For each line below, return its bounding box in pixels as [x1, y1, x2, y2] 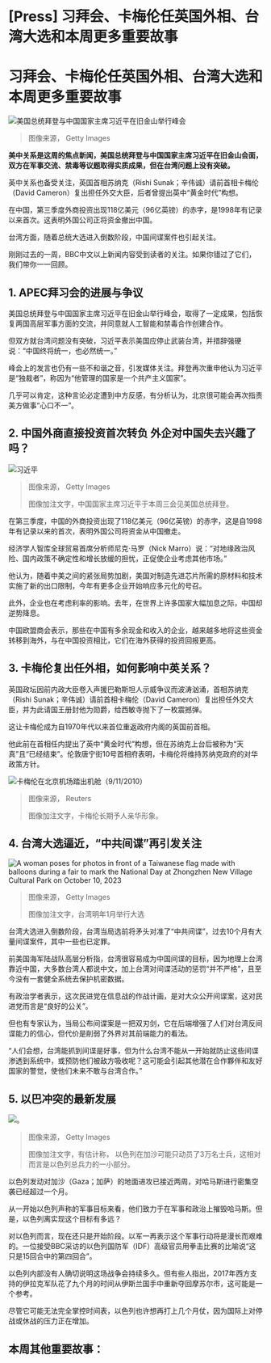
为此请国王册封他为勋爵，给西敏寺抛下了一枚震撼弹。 [29, 704, 206, 714]
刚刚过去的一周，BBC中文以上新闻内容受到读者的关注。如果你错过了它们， [8, 250, 256, 260]
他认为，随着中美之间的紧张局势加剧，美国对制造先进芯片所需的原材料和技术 [8, 571, 263, 580]
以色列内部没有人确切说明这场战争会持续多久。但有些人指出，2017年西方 [8, 1268, 250, 1278]
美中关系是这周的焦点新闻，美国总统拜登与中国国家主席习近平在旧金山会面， [8, 150, 263, 160]
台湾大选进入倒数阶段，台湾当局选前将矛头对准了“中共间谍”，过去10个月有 [8, 926, 256, 936]
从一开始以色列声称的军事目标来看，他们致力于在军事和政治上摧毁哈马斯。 [8, 1204, 256, 1213]
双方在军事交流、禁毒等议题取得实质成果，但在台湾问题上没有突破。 [8, 161, 235, 171]
